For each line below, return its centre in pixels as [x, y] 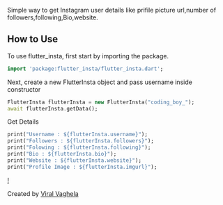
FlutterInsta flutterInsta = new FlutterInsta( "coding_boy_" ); [101, 102]
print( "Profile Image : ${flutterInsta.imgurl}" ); [82, 167]
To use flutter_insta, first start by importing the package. [88, 56]
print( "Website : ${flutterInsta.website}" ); [74, 160]
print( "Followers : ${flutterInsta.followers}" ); [81, 141]
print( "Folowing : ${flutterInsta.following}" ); [79, 148]
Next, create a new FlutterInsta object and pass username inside [100, 82]
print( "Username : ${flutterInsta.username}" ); [78, 135]
